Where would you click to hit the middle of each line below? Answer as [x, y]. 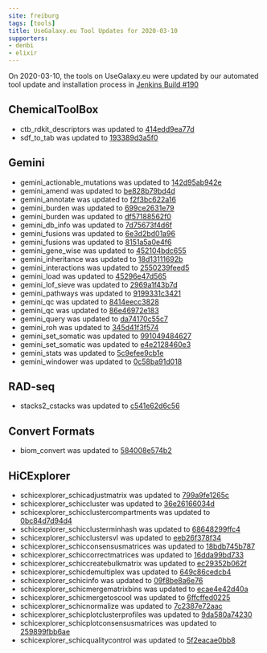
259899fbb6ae [45, 632]
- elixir [23, 53]
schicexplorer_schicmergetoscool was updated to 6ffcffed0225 [125, 598]
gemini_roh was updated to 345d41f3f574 [89, 327]
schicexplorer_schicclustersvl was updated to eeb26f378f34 [121, 538]
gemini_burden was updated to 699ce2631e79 [97, 208]
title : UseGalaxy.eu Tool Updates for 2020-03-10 [93, 31]
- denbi [21, 46]
